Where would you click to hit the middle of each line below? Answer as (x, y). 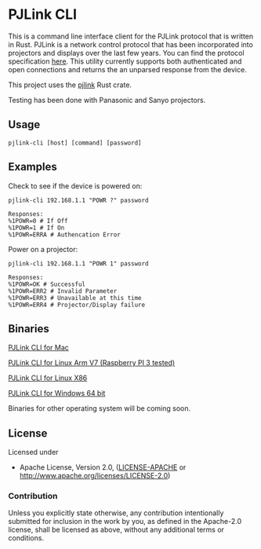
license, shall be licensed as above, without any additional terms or (116, 530)
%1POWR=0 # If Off (38, 221)
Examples (33, 167)
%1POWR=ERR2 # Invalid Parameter (63, 291)
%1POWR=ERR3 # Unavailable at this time (75, 298)
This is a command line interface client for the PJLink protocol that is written (131, 36)
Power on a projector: (43, 249)
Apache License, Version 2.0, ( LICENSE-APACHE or (103, 467)
